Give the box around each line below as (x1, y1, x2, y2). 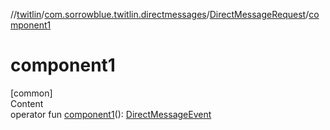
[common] (10, 87, 53, 99)
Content (10, 97, 44, 109)
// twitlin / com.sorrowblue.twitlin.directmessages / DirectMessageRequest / (10, 9, 310, 20)
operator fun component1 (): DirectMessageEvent (10, 108, 212, 120)
